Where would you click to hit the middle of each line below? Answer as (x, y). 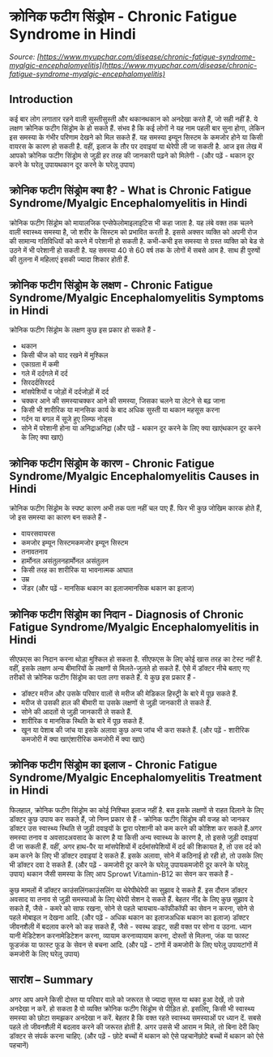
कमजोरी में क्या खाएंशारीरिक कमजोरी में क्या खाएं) (83, 739)
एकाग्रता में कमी (40, 365)
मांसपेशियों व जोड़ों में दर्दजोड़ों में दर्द (64, 392)
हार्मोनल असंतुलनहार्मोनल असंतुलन (64, 561)
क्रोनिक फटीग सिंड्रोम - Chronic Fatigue (123, 17)
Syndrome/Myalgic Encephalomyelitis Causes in (134, 476)
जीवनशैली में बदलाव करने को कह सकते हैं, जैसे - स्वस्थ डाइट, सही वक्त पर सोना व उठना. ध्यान (130, 926)
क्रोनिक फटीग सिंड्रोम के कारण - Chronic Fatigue (112, 463)
